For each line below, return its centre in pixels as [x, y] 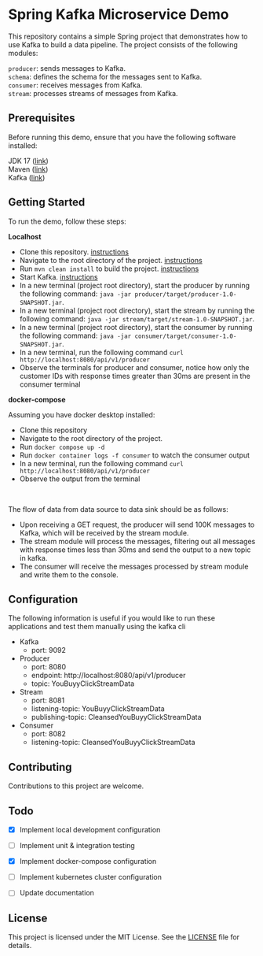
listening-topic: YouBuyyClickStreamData [98, 709]
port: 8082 [49, 734]
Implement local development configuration [90, 830]
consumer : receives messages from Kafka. [75, 85]
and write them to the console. [69, 574]
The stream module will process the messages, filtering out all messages [137, 541]
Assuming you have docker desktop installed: [82, 414]
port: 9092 [49, 650]
